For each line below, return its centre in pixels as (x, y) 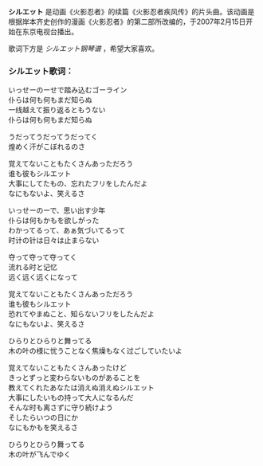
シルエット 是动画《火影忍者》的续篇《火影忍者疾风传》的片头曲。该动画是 (131, 12)
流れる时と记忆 (33, 267)
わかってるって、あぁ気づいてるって (67, 230)
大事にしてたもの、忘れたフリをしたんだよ (78, 184)
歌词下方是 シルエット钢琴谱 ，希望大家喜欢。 (84, 49)
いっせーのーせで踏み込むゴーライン (68, 90)
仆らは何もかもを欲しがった (54, 221)
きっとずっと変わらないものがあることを (75, 378)
